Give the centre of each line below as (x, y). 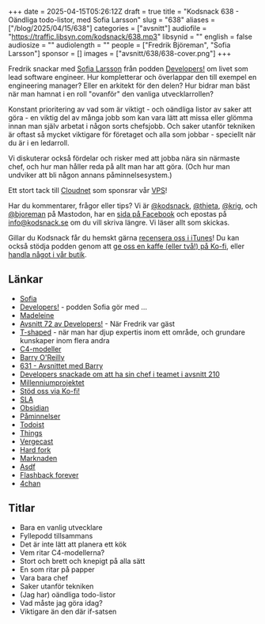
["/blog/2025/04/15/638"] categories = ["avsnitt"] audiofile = (108, 28)
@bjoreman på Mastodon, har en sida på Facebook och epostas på (117, 214)
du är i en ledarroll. (39, 143)
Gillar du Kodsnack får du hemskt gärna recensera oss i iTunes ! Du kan (124, 238)
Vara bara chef (44, 577)
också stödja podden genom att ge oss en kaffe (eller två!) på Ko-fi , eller (127, 246)
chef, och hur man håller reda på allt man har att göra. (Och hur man (119, 166)
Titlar (22, 508)
